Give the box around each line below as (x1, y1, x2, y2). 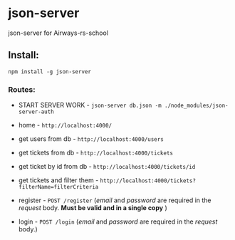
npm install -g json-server (8, 68, 92, 75)
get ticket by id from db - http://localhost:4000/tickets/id (18, 162, 196, 171)
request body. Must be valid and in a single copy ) (18, 204, 167, 212)
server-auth (18, 108, 54, 115)
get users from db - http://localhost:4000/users (18, 135, 164, 143)
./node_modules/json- (164, 102, 229, 110)
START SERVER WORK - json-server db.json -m (18, 101, 162, 110)
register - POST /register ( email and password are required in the (18, 196, 212, 204)
